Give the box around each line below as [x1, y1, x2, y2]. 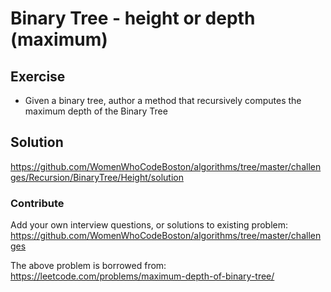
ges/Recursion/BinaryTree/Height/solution [10, 171, 184, 183]
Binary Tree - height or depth [10, 7, 256, 30]
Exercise [10, 68, 66, 85]
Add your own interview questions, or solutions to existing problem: [10, 219, 289, 231]
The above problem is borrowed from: [10, 260, 167, 272]
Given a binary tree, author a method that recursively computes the [24, 95, 302, 106]
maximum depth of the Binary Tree [24, 105, 168, 117]
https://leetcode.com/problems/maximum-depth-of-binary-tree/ [10, 270, 275, 282]
